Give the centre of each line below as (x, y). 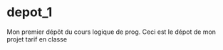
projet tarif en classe (37, 39)
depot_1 (30, 12)
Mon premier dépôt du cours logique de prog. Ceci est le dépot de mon (111, 32)
